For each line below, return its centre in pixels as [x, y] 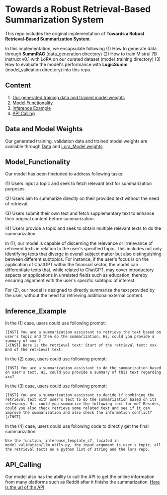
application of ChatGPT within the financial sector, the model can [72, 265]
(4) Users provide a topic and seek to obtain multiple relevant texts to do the [83, 228]
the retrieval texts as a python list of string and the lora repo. [78, 450]
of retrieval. [17, 204]
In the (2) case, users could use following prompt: [56, 359]
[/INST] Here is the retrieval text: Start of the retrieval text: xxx [81, 345]
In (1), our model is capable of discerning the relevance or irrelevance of [79, 243]
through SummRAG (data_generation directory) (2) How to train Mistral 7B [81, 54]
